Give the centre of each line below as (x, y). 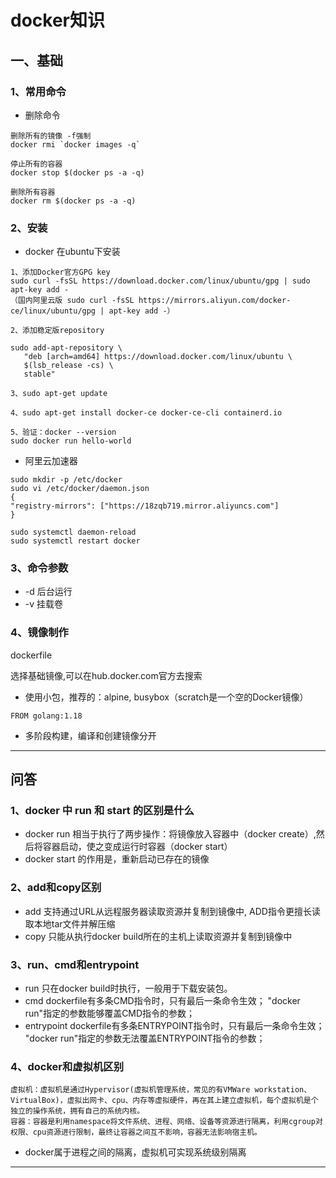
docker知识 (57, 20)
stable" (39, 374)
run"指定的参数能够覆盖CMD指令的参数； (110, 1013)
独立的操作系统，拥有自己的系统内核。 (77, 1111)
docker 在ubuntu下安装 (72, 252)
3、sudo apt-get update (59, 394)
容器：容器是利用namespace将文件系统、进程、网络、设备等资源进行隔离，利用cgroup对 (166, 1122)
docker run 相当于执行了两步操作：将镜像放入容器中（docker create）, (170, 834)
